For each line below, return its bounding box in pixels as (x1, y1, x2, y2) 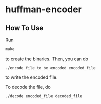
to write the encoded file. (5, 74, 58, 80)
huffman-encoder (5, 4, 82, 15)
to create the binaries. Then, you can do (5, 56, 88, 62)
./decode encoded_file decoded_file (5, 94, 82, 99)
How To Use (5, 24, 44, 32)
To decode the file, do (5, 84, 52, 90)
